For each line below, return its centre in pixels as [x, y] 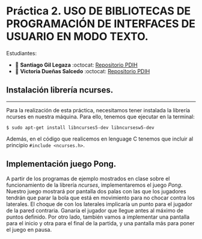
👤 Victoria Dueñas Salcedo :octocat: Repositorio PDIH [82, 71]
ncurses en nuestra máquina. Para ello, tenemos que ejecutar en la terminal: [101, 116]
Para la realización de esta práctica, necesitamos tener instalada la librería [98, 110]
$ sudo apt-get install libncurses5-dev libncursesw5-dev [80, 127]
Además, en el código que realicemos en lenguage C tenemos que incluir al [100, 139]
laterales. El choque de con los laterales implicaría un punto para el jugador [99, 204]
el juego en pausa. [29, 229]
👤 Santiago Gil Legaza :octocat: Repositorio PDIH [76, 65]
